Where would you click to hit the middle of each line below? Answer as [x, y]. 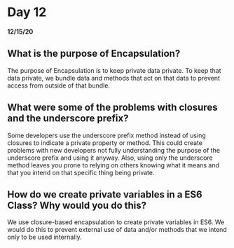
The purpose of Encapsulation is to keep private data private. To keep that [115, 70]
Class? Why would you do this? [77, 205]
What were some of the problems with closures [113, 108]
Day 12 [27, 12]
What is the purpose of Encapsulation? [94, 54]
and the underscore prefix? [68, 119]
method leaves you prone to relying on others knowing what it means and [113, 165]
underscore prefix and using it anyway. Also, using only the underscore [110, 158]
